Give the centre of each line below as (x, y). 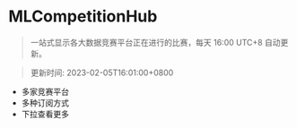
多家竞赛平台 (45, 91)
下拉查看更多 (45, 114)
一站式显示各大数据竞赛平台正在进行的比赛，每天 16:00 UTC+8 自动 (155, 42)
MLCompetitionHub (83, 17)
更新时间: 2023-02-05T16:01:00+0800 (102, 73)
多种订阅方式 (45, 102)
